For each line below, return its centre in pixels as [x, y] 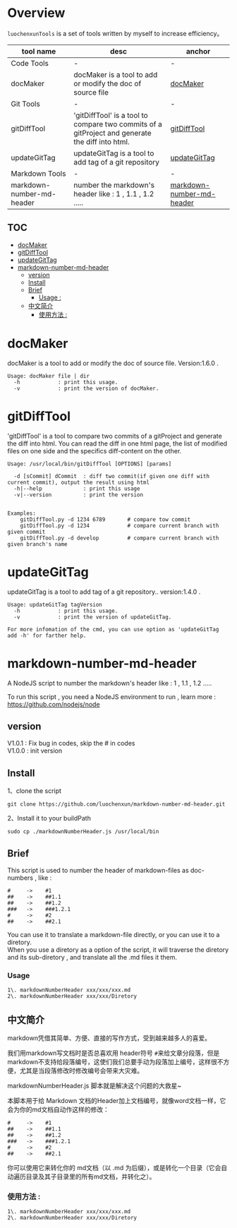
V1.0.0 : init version [35, 751]
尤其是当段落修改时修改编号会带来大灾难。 [81, 1071]
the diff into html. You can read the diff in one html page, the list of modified [117, 443]
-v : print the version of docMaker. [86, 388]
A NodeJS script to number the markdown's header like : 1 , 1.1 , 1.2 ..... [110, 683]
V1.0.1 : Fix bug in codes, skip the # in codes [71, 744]
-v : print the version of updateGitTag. [93, 617]
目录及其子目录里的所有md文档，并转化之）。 [91, 1176]
